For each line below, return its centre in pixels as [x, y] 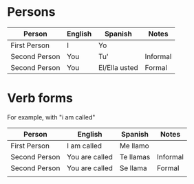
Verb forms [40, 99]
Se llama [133, 168]
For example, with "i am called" [51, 117]
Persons [31, 12]
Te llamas [135, 157]
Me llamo [134, 146]
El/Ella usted [119, 67]
